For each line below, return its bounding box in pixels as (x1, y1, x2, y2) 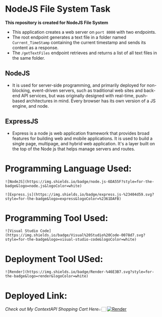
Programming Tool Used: (5, 212, 109, 224)
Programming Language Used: (5, 163, 132, 174)
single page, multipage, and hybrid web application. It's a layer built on (12, 140, 155, 146)
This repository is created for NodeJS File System (5, 20, 109, 25)
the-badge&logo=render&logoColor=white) (5, 274, 89, 279)
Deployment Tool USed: (5, 253, 103, 265)
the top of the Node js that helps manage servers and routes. (12, 146, 136, 152)
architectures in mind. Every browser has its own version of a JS (26, 98, 156, 104)
